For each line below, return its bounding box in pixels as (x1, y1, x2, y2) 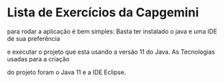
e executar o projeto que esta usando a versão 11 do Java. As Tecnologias (7, 48, 215, 56)
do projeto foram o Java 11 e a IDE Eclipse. (7, 68, 126, 76)
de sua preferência (7, 34, 60, 42)
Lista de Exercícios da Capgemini (7, 5, 199, 20)
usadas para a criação (7, 54, 70, 63)
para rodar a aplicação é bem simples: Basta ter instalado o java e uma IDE (7, 27, 217, 35)
